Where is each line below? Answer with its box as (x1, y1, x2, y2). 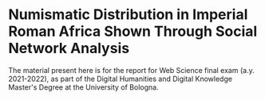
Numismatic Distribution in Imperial (8, 6, 248, 24)
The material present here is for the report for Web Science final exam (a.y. (8, 65, 255, 75)
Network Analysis (8, 40, 130, 57)
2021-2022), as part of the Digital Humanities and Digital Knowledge (8, 74, 233, 83)
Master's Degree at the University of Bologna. (8, 82, 159, 92)
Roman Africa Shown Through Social (8, 22, 258, 40)
